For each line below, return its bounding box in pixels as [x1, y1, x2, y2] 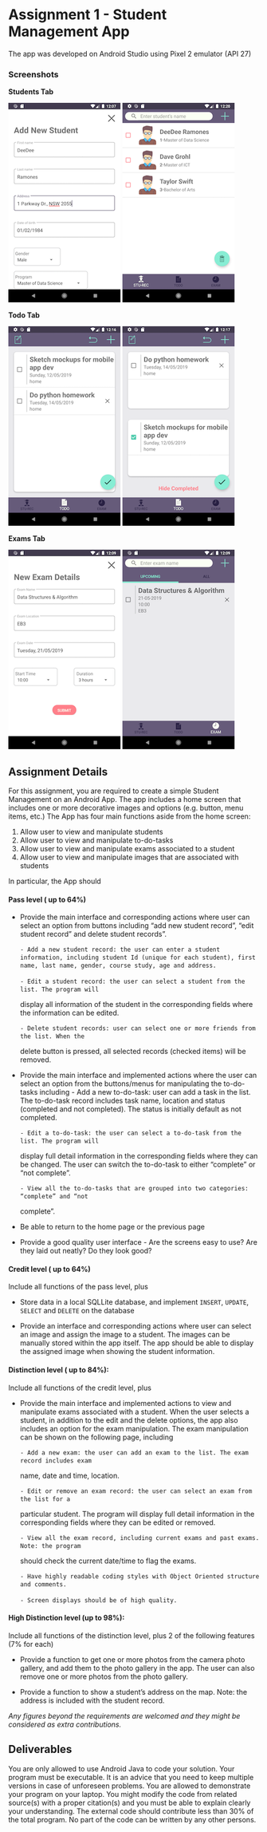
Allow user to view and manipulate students [19, 827, 163, 837]
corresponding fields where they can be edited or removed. [19, 1518, 216, 1527]
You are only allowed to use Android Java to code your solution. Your [8, 1763, 235, 1773]
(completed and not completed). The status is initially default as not [19, 1104, 241, 1114]
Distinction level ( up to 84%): [8, 1365, 109, 1375]
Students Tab [8, 87, 54, 97]
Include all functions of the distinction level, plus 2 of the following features [8, 1630, 255, 1641]
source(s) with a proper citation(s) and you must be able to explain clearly [8, 1798, 251, 1807]
